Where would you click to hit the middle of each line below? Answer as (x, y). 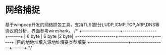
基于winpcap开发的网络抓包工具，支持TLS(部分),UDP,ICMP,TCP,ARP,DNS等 (82, 25)
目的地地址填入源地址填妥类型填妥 (52, 42)
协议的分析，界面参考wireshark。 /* (42, 30)
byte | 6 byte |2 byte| (52, 36)
